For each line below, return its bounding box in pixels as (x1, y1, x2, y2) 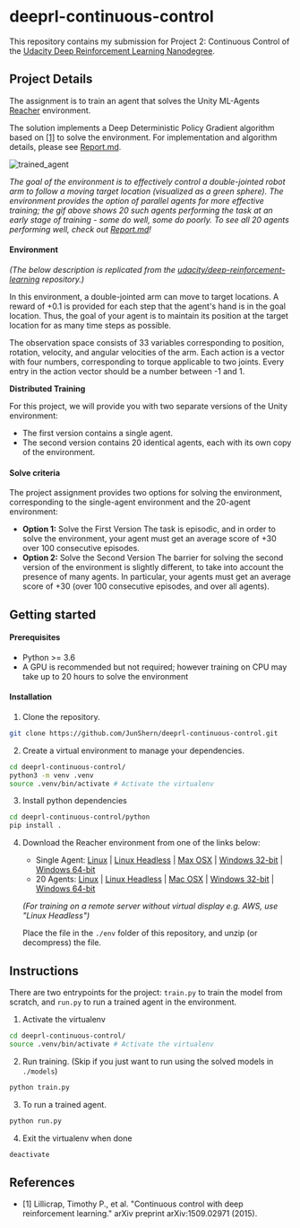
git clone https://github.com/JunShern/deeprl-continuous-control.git (9, 729, 279, 738)
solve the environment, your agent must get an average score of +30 (21, 533, 278, 544)
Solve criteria (9, 467, 61, 478)
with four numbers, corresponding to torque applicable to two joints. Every (9, 356, 285, 367)
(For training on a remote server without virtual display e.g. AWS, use (21, 900, 279, 912)
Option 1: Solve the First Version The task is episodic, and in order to (21, 523, 276, 535)
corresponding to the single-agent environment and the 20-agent (9, 496, 251, 508)
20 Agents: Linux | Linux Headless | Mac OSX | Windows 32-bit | (35, 873, 275, 885)
